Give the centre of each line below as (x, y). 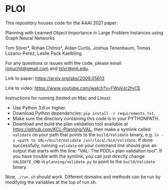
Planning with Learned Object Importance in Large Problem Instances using (84, 32)
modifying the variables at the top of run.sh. (51, 182)
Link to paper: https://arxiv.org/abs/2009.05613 (55, 78)
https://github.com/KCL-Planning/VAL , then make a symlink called (81, 129)
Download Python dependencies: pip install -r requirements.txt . (84, 113)
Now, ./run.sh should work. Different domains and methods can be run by (83, 177)
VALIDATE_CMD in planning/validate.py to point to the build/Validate (84, 161)
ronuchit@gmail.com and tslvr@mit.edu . (47, 68)
